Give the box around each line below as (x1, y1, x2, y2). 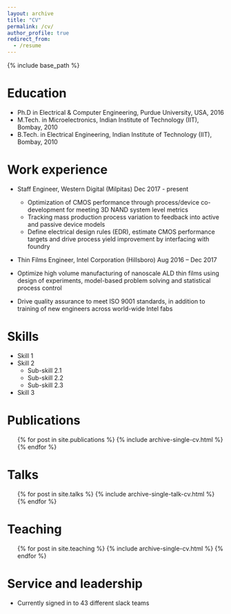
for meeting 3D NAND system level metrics (66, 205, 188, 214)
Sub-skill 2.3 (27, 381, 63, 389)
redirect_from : (7, 36, 51, 43)
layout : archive (7, 10, 54, 17)
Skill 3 (17, 388, 35, 396)
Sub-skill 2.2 (27, 373, 64, 382)
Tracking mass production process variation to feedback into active (27, 212, 219, 221)
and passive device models (27, 220, 106, 228)
